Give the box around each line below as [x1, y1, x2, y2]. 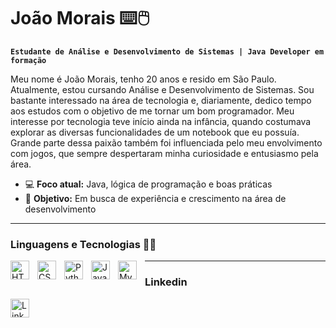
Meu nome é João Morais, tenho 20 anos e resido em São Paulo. [10, 73, 277, 85]
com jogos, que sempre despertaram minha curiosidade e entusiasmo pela [10, 147, 319, 159]
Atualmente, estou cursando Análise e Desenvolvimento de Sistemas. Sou [10, 83, 315, 95]
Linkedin [144, 275, 188, 289]
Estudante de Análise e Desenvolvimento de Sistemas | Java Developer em [10, 46, 325, 57]
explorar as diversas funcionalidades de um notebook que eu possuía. [10, 126, 300, 138]
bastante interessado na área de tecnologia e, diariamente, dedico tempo [10, 94, 312, 106]
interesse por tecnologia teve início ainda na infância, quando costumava [10, 115, 312, 127]
